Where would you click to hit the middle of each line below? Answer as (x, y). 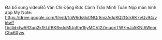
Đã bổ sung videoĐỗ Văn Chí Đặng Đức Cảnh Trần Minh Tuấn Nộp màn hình (81, 7)
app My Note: (19, 12)
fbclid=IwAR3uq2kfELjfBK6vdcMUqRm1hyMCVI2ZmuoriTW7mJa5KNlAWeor (81, 28)
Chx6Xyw (15, 33)
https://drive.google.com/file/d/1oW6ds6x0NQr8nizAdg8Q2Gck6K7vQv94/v (81, 17)
